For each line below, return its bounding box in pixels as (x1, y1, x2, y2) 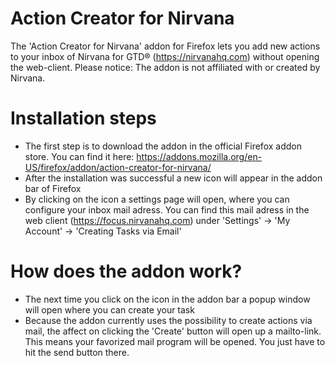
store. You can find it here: (24, 150, 135, 162)
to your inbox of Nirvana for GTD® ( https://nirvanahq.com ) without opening (10, 50, 320, 62)
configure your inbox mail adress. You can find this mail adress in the (24, 203, 310, 216)
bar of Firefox (24, 182, 82, 194)
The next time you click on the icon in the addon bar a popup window (24, 293, 311, 305)
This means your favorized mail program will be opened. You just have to (24, 335, 326, 347)
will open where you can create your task (24, 303, 195, 316)
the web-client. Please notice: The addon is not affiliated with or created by (10, 61, 321, 73)
